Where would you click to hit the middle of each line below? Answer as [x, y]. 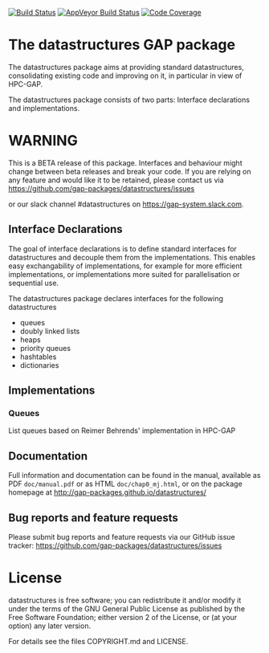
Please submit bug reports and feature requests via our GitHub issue [122, 537]
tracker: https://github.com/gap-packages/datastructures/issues [115, 545]
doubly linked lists [50, 331]
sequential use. [33, 283]
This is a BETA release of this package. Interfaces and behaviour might [125, 163]
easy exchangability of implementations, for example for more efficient [125, 266]
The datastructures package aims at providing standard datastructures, [126, 67]
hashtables [38, 357]
